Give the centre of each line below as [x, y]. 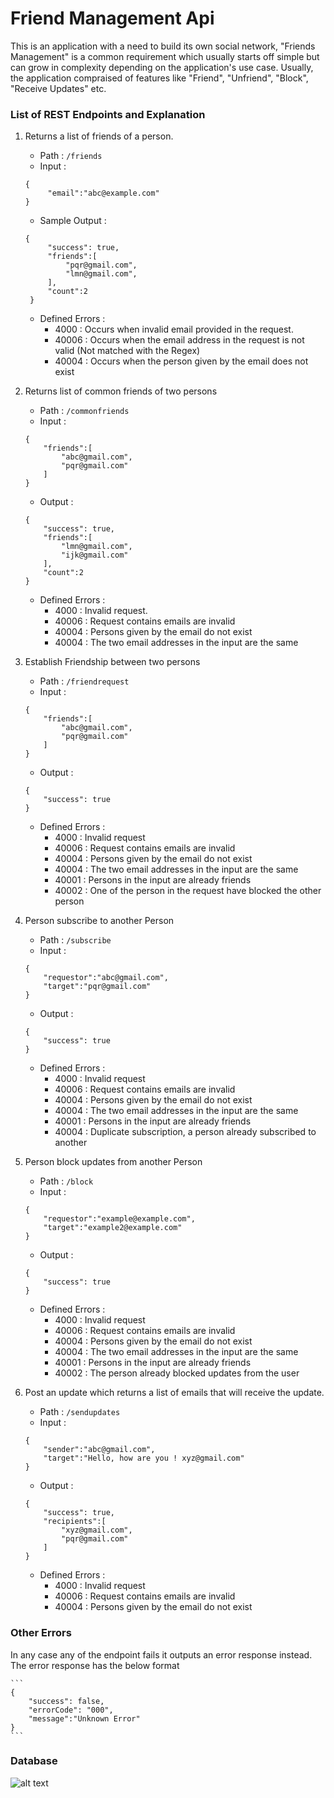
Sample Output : [73, 221]
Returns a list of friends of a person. [99, 136]
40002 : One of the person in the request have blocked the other [188, 891]
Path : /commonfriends [84, 411]
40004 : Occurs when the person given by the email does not [181, 361]
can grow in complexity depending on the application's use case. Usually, [162, 67]
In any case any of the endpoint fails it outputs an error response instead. [161, 1654]
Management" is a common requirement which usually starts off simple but [165, 56]
